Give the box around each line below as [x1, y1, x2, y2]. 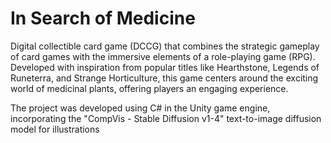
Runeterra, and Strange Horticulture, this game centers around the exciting [10, 72, 319, 84]
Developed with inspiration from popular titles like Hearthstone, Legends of [10, 61, 320, 73]
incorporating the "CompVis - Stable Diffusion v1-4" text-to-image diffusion [10, 112, 322, 124]
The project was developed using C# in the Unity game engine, [10, 102, 271, 114]
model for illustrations [10, 123, 100, 135]
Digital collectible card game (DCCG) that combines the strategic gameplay [10, 40, 320, 52]
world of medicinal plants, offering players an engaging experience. [10, 82, 289, 94]
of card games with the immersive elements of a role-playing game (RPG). [10, 50, 316, 62]
